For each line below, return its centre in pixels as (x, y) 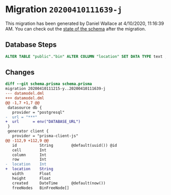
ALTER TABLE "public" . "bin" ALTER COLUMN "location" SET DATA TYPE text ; (86, 56)
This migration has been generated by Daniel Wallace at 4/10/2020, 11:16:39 (85, 23)
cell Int (29, 150)
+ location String (29, 169)
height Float (32, 178)
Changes (20, 72)
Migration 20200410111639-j (64, 9)
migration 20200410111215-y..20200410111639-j (55, 89)
